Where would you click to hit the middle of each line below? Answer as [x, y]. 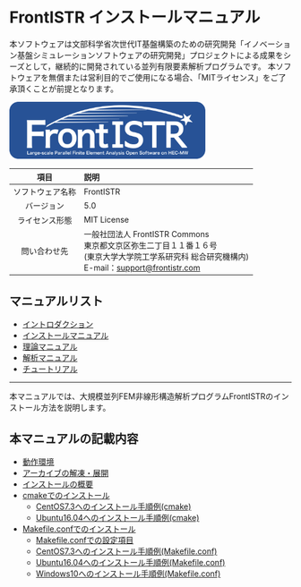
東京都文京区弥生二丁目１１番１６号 [150, 245]
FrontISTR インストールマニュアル [135, 17]
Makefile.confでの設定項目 [85, 540]
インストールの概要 [58, 484]
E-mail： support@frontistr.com [142, 268]
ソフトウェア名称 [44, 191]
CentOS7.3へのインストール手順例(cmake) [113, 506]
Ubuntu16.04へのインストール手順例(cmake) [117, 518]
